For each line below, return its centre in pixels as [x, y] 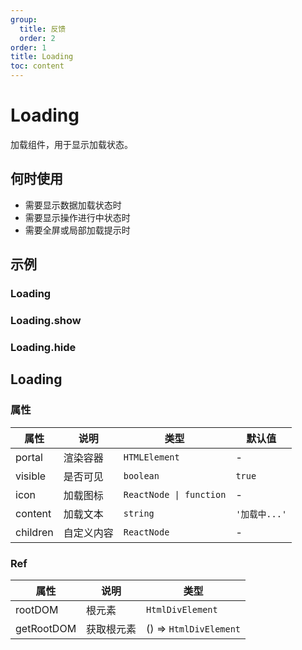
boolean [141, 475]
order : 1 [28, 47]
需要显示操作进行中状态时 [77, 217]
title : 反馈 [43, 29]
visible [31, 476]
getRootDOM [46, 628]
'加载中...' [261, 514]
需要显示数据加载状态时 [73, 205]
